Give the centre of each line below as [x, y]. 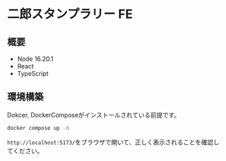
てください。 [25, 151]
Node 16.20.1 [35, 59]
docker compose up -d [38, 128]
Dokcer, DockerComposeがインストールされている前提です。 [94, 115]
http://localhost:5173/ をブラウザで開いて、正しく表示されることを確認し [113, 142]
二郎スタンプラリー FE [70, 14]
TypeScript [33, 74]
